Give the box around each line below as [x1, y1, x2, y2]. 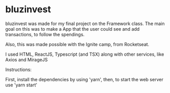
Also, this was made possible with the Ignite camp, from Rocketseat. [5, 41, 150, 47]
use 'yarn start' [5, 82, 37, 88]
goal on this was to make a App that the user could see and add [5, 26, 140, 32]
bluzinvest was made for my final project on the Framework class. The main [5, 20, 165, 27]
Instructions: [5, 66, 32, 73]
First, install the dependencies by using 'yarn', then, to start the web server [5, 76, 164, 82]
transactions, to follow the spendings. [5, 31, 85, 37]
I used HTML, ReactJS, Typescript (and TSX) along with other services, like [5, 51, 164, 57]
